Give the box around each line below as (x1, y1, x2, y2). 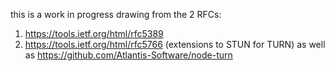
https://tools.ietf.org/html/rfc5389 (24, 28, 164, 39)
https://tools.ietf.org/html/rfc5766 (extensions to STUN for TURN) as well (24, 39, 326, 50)
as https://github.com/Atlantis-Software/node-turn (24, 49, 233, 61)
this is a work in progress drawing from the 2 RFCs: (10, 9, 222, 20)
